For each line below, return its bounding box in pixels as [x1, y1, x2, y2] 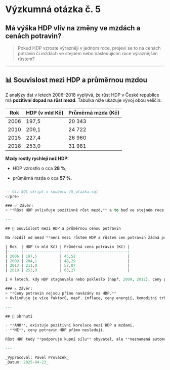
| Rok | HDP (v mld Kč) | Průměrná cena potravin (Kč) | [5, 244, 130, 249]
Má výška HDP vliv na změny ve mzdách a [5, 24, 141, 32]
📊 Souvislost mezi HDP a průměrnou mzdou [5, 76, 148, 85]
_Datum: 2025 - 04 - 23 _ [5, 359, 49, 365]
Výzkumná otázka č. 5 [5, 4, 101, 15]
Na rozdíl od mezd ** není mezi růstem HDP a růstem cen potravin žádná [5, 235, 159, 240]
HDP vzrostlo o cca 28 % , [12, 165, 67, 171]
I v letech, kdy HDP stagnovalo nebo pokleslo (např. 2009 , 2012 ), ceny [5, 277, 162, 282]
